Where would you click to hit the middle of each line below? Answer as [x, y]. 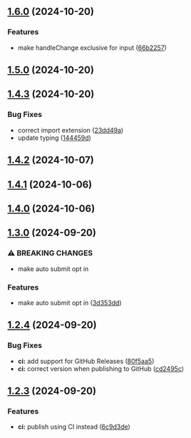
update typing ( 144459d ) [54, 138]
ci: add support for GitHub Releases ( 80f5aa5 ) [86, 361]
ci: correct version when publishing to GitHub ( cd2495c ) [100, 368]
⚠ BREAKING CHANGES [50, 253]
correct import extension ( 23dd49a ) [71, 130]
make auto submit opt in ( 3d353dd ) [69, 302]
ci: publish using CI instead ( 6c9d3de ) [74, 427]
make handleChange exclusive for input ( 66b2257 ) [92, 47]
